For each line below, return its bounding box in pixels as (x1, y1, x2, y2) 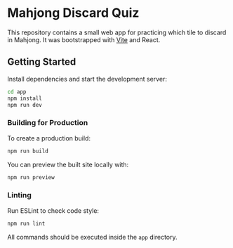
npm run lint (7, 220, 46, 227)
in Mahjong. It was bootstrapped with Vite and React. (7, 35, 161, 44)
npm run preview (7, 174, 55, 181)
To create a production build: (7, 133, 91, 142)
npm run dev (7, 101, 42, 108)
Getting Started (7, 56, 76, 68)
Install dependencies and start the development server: (7, 74, 167, 83)
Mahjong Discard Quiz (7, 5, 140, 21)
